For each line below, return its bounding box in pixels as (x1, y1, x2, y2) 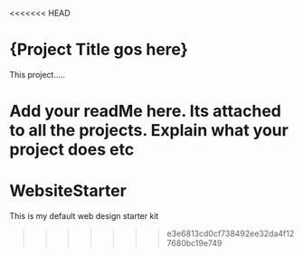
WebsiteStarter (9, 181, 127, 202)
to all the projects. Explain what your (9, 120, 289, 141)
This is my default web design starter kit (9, 211, 159, 222)
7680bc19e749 (166, 238, 223, 249)
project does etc (9, 139, 135, 160)
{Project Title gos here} (9, 40, 188, 60)
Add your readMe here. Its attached (9, 101, 282, 121)
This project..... (9, 69, 66, 80)
